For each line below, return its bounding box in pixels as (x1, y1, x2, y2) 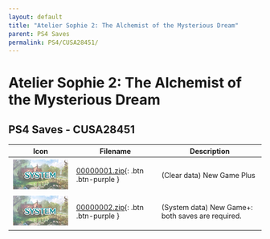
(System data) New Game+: (161, 202, 253, 212)
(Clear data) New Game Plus (161, 170, 256, 180)
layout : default (8, 13, 63, 21)
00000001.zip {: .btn (76, 166, 145, 176)
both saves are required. (161, 211, 243, 221)
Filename (99, 146, 131, 156)
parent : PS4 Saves (8, 30, 70, 38)
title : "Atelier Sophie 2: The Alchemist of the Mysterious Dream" (8, 21, 239, 30)
